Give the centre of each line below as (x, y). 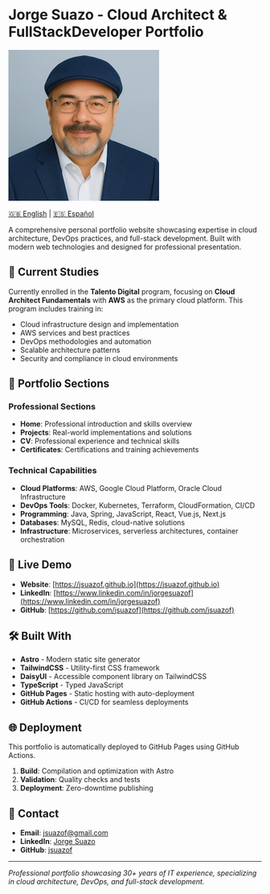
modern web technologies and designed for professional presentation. (125, 246)
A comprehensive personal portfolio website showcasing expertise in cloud (133, 229)
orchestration (42, 539)
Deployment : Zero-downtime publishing (87, 788)
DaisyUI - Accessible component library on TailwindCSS (113, 677)
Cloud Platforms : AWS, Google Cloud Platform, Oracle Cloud (121, 488)
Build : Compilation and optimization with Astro (97, 771)
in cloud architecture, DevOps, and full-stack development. (106, 881)
